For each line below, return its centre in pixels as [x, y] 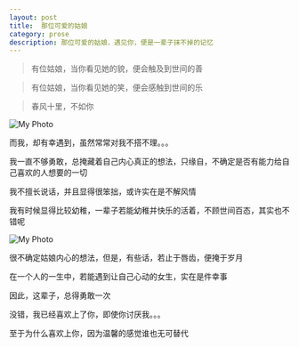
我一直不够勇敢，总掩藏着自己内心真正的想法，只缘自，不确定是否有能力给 [145, 162]
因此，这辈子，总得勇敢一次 [60, 295]
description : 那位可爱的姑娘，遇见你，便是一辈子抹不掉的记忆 [111, 42]
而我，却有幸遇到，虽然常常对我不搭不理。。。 [91, 142]
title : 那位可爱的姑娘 [48, 26]
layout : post [33, 17]
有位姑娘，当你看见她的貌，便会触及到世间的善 [117, 69]
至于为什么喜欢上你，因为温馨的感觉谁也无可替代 [99, 334]
